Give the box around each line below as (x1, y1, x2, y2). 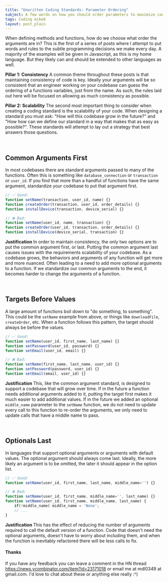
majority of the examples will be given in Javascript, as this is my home (5, 51, 151, 57)
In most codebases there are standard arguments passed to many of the (5, 167, 154, 173)
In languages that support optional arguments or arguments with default (5, 450, 153, 456)
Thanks (5, 549, 21, 555)
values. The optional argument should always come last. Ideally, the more (5, 455, 156, 461)
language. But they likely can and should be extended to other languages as (5, 56, 161, 63)
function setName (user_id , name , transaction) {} (5, 220, 111, 225)
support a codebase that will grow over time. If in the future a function (5, 385, 149, 392)
